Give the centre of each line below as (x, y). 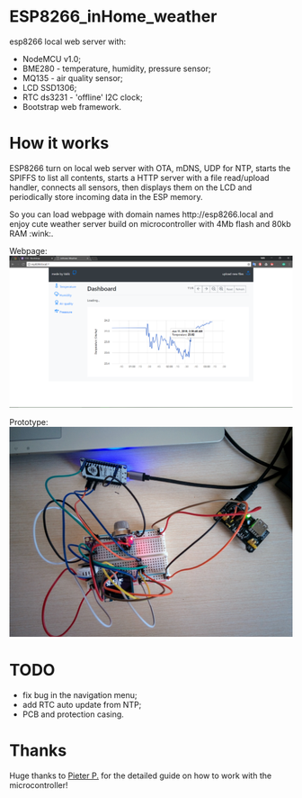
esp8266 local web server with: (68, 41)
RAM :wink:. (31, 233)
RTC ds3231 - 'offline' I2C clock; (82, 97)
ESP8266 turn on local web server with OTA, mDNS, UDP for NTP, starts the (150, 168)
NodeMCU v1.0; (51, 59)
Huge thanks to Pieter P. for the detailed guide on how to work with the (141, 775)
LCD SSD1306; (49, 87)
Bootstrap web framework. (71, 106)
